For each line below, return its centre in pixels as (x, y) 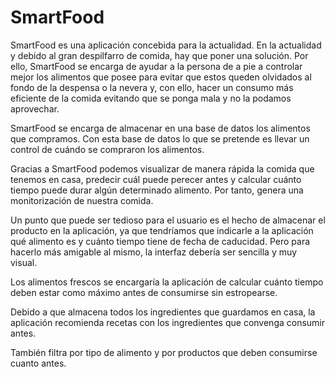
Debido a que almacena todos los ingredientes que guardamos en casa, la (163, 312)
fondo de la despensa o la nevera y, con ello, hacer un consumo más (152, 87)
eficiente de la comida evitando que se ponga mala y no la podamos (151, 98)
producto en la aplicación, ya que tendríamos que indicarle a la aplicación (162, 230)
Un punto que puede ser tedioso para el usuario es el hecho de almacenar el (168, 220)
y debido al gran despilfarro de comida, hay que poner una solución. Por (159, 55)
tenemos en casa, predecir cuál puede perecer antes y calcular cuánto (156, 179)
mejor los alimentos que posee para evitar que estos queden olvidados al (161, 77)
